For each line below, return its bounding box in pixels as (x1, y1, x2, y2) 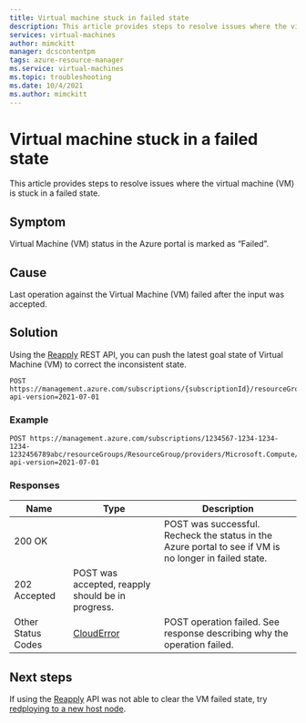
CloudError (72, 627, 120, 640)
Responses (9, 479, 61, 492)
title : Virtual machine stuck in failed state (9, 13, 189, 23)
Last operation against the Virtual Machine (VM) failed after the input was (9, 289, 285, 300)
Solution (9, 325, 58, 341)
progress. (72, 601, 114, 614)
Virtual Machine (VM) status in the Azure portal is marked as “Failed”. (9, 239, 270, 249)
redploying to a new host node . (9, 703, 127, 715)
